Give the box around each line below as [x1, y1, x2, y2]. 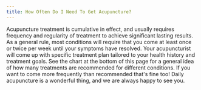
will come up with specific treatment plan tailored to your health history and [6, 51, 196, 58]
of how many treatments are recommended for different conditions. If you [6, 64, 191, 71]
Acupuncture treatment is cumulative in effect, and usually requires [6, 25, 175, 33]
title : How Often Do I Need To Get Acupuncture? [6, 8, 132, 15]
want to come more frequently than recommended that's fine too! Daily [6, 70, 184, 77]
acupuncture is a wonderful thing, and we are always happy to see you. [6, 77, 185, 84]
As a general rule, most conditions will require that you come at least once [6, 38, 192, 45]
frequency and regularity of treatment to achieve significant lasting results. [6, 31, 193, 39]
